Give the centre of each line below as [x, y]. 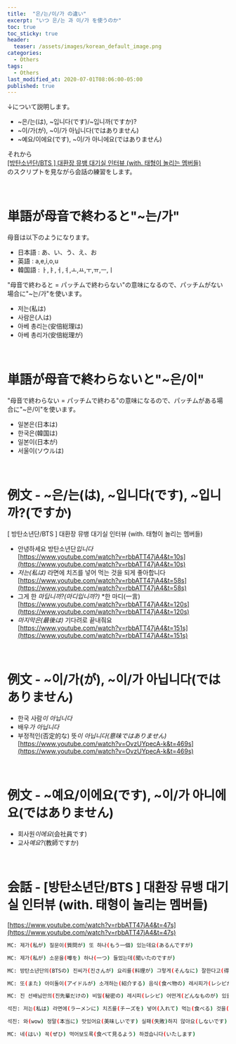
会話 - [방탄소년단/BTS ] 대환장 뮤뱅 [105, 887]
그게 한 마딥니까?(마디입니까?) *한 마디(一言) [79, 596]
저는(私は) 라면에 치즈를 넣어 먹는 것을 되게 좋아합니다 [92, 573]
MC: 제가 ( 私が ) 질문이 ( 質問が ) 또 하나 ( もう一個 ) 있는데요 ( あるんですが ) [100, 945]
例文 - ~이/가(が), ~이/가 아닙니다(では [114, 680]
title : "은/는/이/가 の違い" [47, 14]
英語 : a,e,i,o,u [38, 261]
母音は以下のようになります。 [50, 237]
